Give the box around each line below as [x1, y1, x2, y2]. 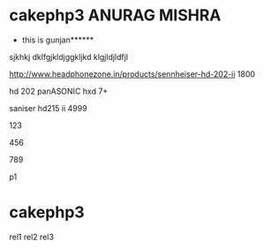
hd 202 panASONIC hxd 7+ [9, 86, 109, 96]
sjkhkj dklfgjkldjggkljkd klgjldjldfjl [9, 51, 129, 62]
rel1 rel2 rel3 [9, 231, 55, 242]
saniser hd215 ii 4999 [9, 102, 87, 113]
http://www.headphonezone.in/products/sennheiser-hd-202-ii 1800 [9, 68, 256, 79]
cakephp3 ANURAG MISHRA [9, 5, 222, 26]
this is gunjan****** [21, 34, 94, 45]
